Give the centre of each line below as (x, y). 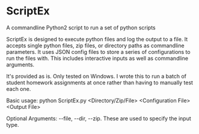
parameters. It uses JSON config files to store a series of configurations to (98, 51)
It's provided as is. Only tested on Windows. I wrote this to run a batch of (96, 76)
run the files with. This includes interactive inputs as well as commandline (97, 58)
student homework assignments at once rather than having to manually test (100, 83)
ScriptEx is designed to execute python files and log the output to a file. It (97, 39)
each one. (19, 89)
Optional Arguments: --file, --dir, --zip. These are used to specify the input (99, 118)
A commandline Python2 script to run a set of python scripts (81, 28)
